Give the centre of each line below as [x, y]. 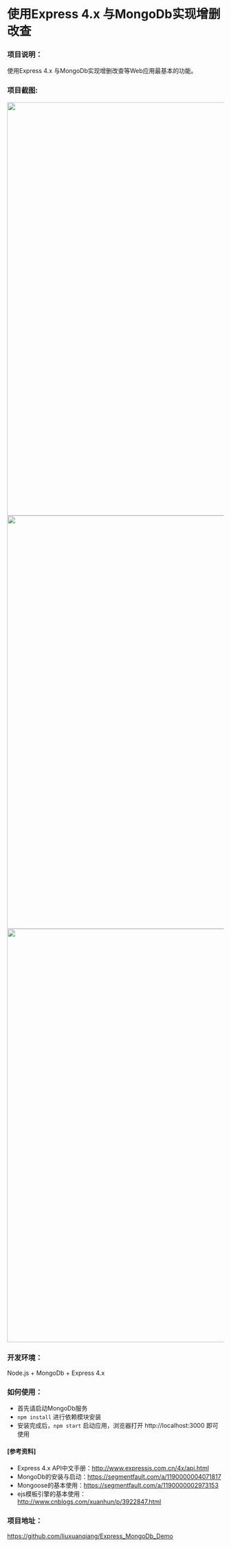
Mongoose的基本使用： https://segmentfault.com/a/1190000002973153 [118, 1485]
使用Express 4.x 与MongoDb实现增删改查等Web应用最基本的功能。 [102, 71]
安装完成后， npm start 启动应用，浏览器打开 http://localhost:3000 [111, 1426]
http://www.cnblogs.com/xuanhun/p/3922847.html [89, 1502]
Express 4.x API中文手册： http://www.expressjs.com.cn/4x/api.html [113, 1468]
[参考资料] [22, 1451]
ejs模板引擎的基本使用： [51, 1494]
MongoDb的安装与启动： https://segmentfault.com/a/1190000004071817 [119, 1476]
